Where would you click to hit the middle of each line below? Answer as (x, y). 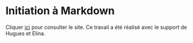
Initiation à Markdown (60, 11)
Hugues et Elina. (25, 33)
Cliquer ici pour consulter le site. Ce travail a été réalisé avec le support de (96, 27)
